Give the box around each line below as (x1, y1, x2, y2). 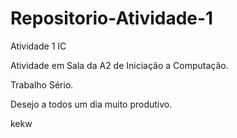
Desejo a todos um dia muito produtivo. (10, 98, 173, 110)
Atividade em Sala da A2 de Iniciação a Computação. (10, 59, 229, 71)
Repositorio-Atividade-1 (10, 7, 214, 30)
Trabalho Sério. (10, 78, 74, 91)
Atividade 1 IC (10, 40, 67, 52)
